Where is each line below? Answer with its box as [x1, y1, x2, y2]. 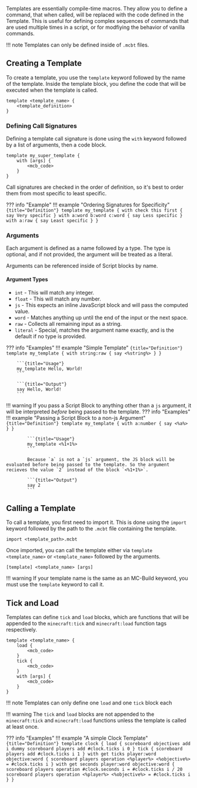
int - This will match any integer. [14, 289, 95, 296]
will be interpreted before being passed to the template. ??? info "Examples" [6, 408, 191, 415]
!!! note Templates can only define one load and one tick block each [6, 699, 172, 706]
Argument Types [6, 276, 48, 283]
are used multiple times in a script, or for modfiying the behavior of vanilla [6, 24, 185, 31]
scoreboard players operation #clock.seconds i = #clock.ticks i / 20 [6, 767, 183, 773]
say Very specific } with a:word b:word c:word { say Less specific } [6, 213, 183, 219]
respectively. [6, 626, 37, 633]
